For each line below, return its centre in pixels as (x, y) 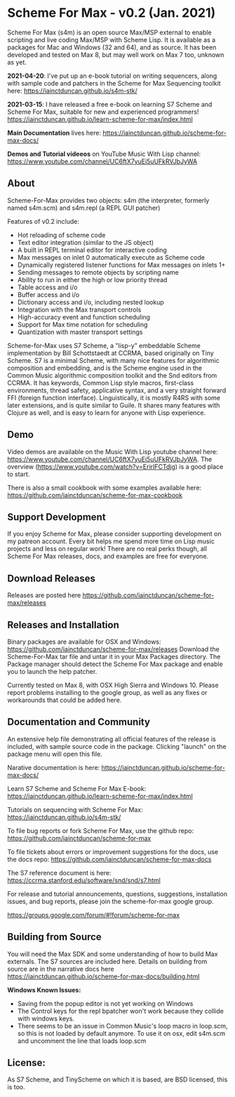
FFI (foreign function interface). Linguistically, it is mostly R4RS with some (114, 397)
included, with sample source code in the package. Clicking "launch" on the (117, 746)
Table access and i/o (47, 287)
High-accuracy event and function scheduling (84, 317)
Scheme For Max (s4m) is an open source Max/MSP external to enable (109, 32)
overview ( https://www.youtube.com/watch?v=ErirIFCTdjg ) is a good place (115, 466)
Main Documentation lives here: (54, 133)
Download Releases (52, 578)
